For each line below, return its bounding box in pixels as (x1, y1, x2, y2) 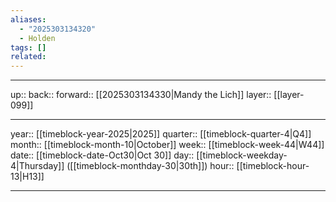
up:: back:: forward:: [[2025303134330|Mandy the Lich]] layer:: (10, 89, 272, 101)
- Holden (19, 33, 56, 43)
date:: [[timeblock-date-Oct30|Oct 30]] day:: (10, 149, 195, 161)
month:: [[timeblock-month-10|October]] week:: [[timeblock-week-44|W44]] (10, 139, 325, 151)
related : (10, 52, 47, 62)
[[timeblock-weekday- (196, 149, 288, 161)
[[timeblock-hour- (236, 160, 310, 172)
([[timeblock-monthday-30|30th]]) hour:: (66, 160, 235, 172)
